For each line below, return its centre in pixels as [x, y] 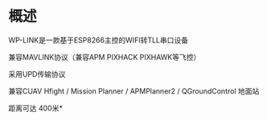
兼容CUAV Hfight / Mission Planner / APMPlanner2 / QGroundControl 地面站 [134, 91]
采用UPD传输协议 [37, 74]
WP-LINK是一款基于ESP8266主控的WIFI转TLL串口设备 [99, 40]
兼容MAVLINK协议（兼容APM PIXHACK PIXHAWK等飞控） [105, 57]
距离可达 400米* [35, 108]
